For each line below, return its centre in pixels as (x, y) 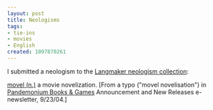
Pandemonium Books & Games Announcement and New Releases (101, 92)
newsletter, (23, 99)
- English (21, 45)
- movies (20, 39)
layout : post (26, 13)
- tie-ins (21, 33)
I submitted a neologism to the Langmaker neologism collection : (98, 71)
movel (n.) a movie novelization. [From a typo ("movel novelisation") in (107, 85)
